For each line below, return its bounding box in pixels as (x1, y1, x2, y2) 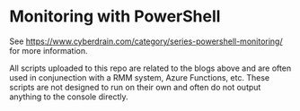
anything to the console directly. (9, 91, 128, 102)
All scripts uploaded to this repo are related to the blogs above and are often (9, 63, 292, 73)
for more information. (9, 45, 88, 55)
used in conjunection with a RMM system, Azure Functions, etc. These (9, 72, 270, 82)
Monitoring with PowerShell (9, 6, 221, 27)
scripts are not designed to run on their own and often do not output (9, 81, 261, 92)
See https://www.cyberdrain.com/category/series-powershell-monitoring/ (9, 36, 283, 47)
